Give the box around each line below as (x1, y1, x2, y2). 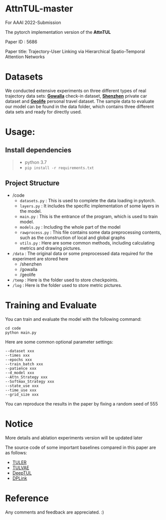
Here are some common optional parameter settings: (5, 339, 113, 345)
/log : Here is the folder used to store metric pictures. (12, 282, 122, 288)
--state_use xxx (5, 383, 39, 389)
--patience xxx (5, 366, 37, 371)
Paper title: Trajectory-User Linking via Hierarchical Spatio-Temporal (5, 48, 145, 54)
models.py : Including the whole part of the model (19, 224, 121, 230)
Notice (5, 418, 33, 429)
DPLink (12, 475, 27, 481)
